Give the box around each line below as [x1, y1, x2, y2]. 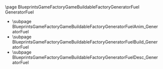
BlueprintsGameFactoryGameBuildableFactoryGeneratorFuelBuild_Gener [12, 39, 158, 45]
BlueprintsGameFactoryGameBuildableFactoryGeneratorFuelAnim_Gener [12, 24, 158, 29]
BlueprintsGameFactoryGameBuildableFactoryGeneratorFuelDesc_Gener [12, 55, 158, 60]
